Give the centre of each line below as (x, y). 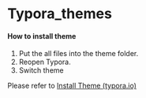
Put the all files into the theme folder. (79, 54)
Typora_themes (60, 14)
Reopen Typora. (45, 62)
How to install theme (42, 36)
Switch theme (41, 70)
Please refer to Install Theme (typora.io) (72, 86)
